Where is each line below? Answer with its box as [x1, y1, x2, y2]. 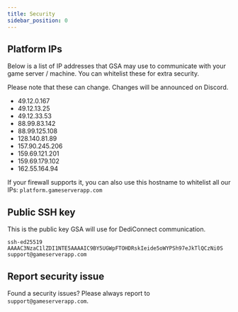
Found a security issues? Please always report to [7, 289, 150, 297]
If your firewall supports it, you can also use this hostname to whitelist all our [7, 178, 231, 187]
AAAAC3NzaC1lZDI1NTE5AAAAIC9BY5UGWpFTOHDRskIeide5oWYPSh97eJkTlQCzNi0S [7, 245, 223, 252]
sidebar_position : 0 [7, 17, 69, 24]
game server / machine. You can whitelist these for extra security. [7, 69, 200, 78]
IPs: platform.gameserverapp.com [7, 185, 103, 195]
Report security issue [7, 270, 105, 282]
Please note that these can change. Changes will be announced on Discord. [7, 83, 229, 92]
